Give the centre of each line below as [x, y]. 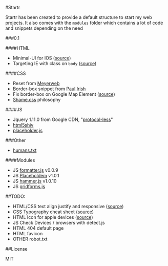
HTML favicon [28, 233]
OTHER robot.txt [30, 239]
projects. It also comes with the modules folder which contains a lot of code [84, 23]
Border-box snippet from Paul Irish [49, 89]
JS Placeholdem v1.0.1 [36, 176]
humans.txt [25, 150]
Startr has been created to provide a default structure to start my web [79, 17]
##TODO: [15, 196]
